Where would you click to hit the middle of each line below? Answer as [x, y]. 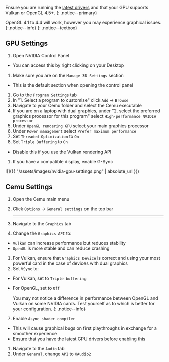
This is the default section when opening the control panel [73, 85]
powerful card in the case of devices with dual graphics [70, 263]
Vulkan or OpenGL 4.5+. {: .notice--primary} [51, 13]
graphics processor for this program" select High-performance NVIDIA [84, 116]
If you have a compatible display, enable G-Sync [63, 161]
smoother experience [35, 333]
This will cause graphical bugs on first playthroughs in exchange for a [85, 328]
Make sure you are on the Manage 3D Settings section [68, 75]
